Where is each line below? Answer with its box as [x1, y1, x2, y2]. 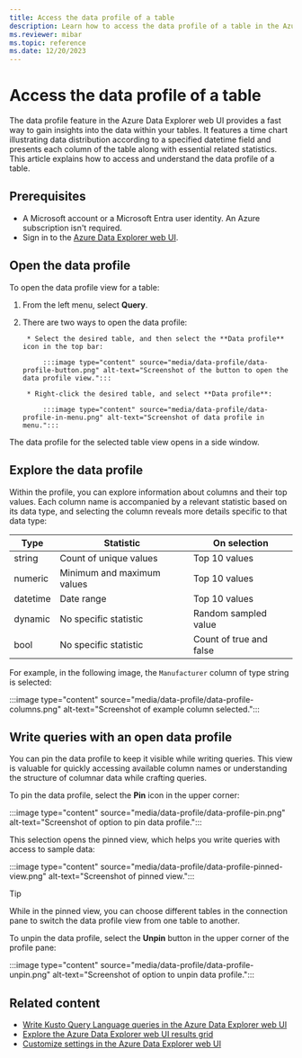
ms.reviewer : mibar [9, 30, 83, 39]
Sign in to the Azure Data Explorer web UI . [22, 231, 179, 243]
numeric [13, 572, 49, 585]
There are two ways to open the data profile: [22, 317, 188, 327]
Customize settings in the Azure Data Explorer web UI [22, 1038, 222, 1049]
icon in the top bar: [22, 342, 103, 351]
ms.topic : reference [9, 38, 87, 48]
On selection [212, 536, 269, 549]
